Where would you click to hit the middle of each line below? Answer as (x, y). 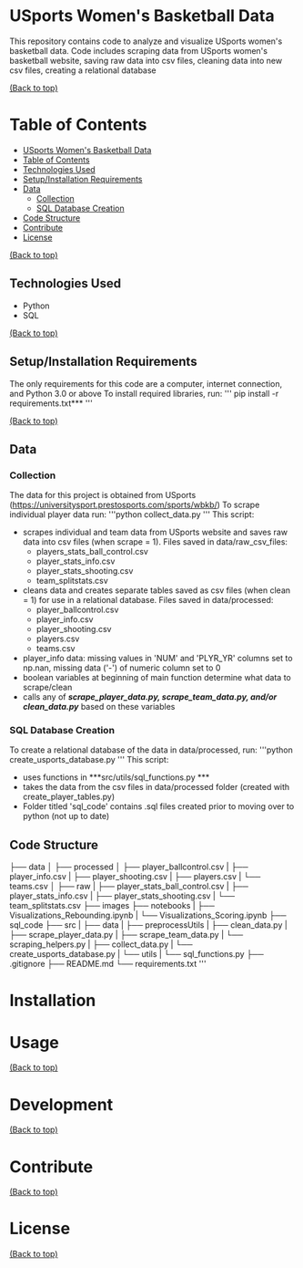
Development (61, 1104)
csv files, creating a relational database (83, 70)
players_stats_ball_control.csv (92, 552)
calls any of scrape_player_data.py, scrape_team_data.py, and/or (150, 697)
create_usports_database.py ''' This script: (89, 760)
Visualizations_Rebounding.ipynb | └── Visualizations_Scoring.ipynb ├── (148, 915)
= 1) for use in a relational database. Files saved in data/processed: (148, 600)
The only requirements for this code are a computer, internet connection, (146, 383)
